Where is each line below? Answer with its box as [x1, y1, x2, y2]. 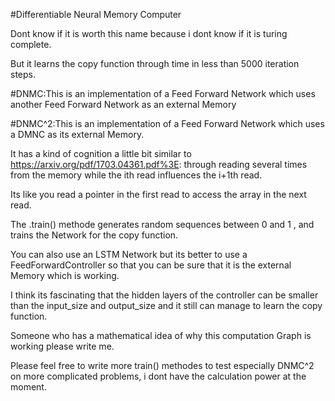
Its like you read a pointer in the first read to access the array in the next [10, 189, 307, 200]
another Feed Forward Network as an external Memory [10, 99, 237, 110]
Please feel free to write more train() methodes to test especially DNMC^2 [10, 360, 315, 371]
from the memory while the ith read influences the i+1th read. [10, 169, 263, 181]
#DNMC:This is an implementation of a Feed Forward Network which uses [10, 88, 316, 99]
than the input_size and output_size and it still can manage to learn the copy [10, 300, 323, 311]
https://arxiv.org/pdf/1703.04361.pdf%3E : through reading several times [10, 159, 308, 170]
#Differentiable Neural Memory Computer [10, 9, 182, 20]
